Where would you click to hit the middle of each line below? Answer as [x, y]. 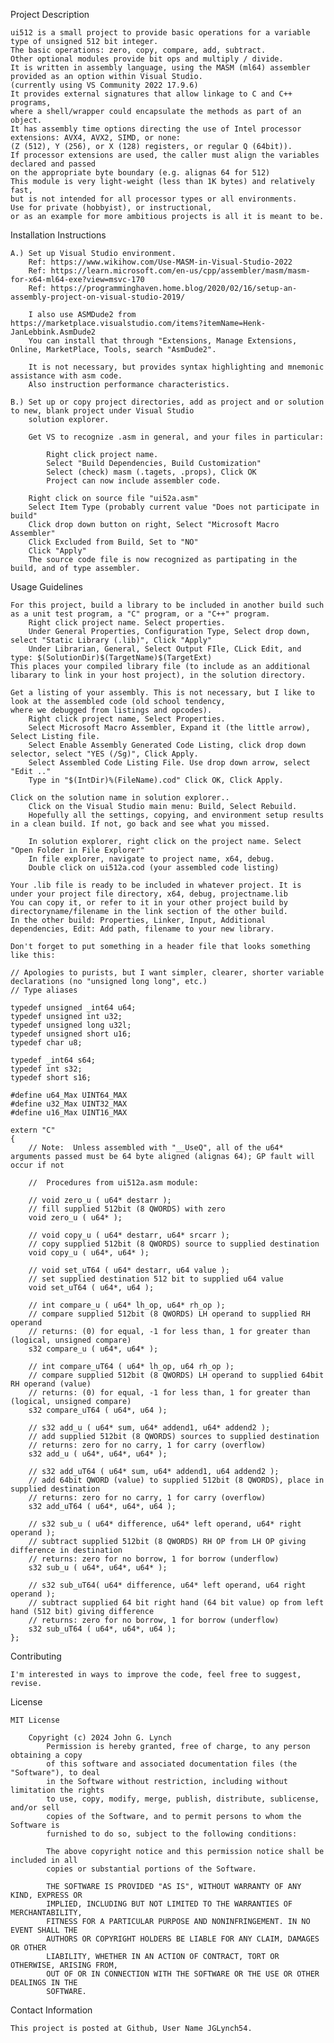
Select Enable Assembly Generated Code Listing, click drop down [167, 745]
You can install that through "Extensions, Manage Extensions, [163, 341]
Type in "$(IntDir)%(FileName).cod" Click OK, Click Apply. [156, 780]
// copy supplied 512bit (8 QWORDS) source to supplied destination [174, 1244]
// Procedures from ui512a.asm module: [113, 1183]
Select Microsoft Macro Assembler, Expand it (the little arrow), [169, 728]
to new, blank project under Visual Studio [102, 411]
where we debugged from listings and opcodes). [111, 710]
